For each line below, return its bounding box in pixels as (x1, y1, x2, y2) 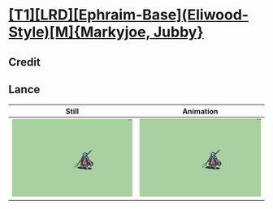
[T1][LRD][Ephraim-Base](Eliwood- (8, 6, 249, 24)
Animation (182, 106, 219, 116)
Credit (8, 55, 41, 69)
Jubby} (153, 23, 205, 41)
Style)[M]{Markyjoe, (8, 23, 150, 41)
